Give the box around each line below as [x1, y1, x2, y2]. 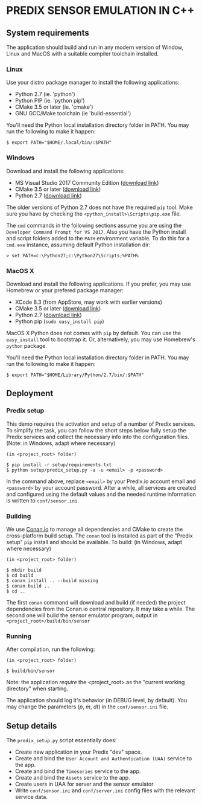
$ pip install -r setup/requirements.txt [6, 461, 112, 468]
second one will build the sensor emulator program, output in [6, 611, 158, 619]
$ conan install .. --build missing [6, 577, 98, 583]
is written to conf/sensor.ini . [6, 496, 80, 504]
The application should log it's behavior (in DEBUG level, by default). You [6, 697, 188, 704]
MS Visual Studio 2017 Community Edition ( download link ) [14, 179, 159, 186]
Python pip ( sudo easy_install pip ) [14, 318, 104, 325]
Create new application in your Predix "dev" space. [14, 748, 142, 755]
